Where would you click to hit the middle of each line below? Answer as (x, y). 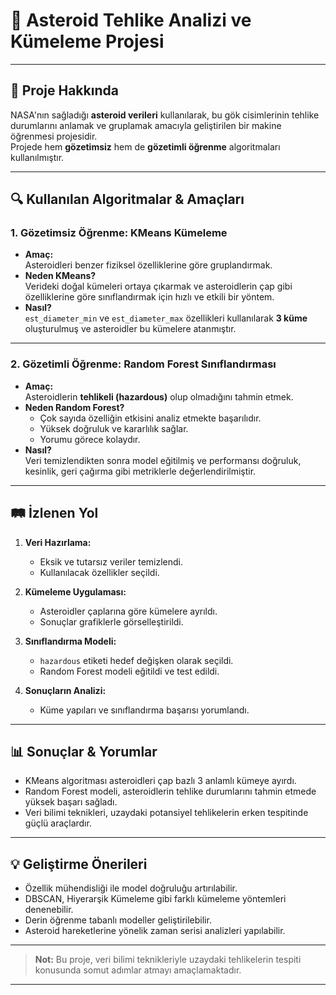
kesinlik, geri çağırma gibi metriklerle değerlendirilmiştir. (140, 471)
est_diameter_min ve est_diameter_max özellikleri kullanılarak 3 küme (166, 318)
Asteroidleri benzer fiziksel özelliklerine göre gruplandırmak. (148, 265)
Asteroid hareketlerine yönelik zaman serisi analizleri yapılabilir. (155, 931)
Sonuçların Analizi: (65, 690)
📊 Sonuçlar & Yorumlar (84, 751)
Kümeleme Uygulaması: (75, 591)
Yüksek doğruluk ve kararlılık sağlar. (114, 428)
